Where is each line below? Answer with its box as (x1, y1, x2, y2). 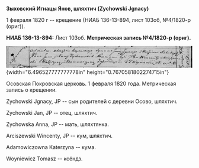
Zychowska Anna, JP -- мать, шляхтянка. (6, 121, 110, 128)
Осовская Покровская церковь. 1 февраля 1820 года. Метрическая (6, 80, 176, 88)
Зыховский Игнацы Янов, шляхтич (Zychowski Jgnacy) (6, 5, 149, 12)
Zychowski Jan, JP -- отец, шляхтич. (6, 109, 98, 117)
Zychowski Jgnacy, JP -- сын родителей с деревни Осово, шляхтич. (6, 98, 178, 105)
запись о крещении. (6, 86, 57, 93)
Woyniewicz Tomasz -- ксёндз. (6, 155, 83, 162)
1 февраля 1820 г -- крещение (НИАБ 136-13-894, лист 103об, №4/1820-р (6, 17, 191, 23)
